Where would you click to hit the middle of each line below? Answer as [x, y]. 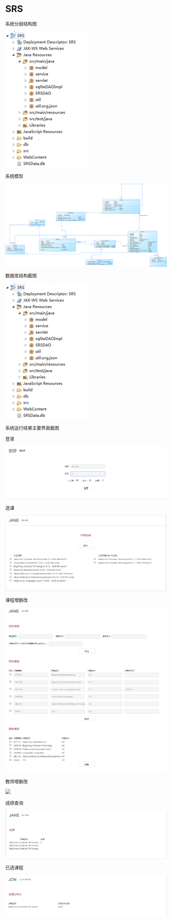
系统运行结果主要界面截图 [32, 428]
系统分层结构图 [21, 24]
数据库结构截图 [21, 276]
